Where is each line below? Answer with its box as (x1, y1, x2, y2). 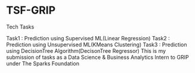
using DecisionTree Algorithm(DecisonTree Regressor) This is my (6, 47, 166, 54)
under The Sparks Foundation (6, 60, 79, 67)
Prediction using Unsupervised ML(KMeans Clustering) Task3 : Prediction (6, 41, 187, 48)
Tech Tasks (6, 23, 35, 30)
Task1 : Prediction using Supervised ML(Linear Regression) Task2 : (6, 34, 170, 42)
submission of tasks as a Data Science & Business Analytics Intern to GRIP (6, 53, 189, 61)
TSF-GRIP (6, 4, 55, 17)
